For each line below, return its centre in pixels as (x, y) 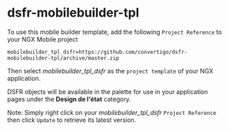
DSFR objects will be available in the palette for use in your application (108, 91)
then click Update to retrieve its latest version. (72, 120)
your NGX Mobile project (43, 39)
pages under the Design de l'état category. (69, 99)
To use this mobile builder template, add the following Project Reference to (114, 32)
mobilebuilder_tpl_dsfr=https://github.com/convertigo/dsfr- (97, 52)
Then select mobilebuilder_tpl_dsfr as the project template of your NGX (110, 71)
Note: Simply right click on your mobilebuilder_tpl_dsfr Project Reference (112, 112)
